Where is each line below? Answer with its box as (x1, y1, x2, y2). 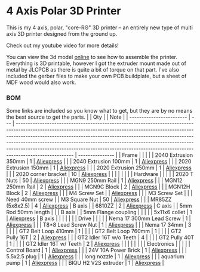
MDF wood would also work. (6, 79, 76, 86)
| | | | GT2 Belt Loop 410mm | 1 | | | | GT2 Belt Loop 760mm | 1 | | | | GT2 (6, 228, 181, 235)
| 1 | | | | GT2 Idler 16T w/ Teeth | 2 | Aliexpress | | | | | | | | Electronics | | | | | (6, 240, 190, 248)
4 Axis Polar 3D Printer (6, 4, 121, 18)
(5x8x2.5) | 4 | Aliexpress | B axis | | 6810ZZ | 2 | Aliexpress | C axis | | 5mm (6, 202, 192, 209)
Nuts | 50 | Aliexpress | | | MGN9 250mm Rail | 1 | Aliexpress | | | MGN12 (6, 177, 183, 184)
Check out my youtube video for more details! (6, 42, 119, 49)
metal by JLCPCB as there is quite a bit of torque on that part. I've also (6, 66, 179, 73)
